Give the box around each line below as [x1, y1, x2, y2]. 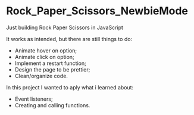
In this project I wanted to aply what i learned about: [6, 83, 134, 91]
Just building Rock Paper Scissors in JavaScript [6, 24, 124, 31]
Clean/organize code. [14, 72, 68, 79]
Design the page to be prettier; [14, 66, 90, 73]
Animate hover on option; [14, 46, 77, 54]
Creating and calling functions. [14, 101, 90, 108]
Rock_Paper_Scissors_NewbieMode [6, 4, 189, 18]
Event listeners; [14, 95, 53, 102]
